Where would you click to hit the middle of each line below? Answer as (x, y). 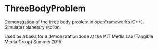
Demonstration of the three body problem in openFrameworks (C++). (74, 22)
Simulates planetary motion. (33, 27)
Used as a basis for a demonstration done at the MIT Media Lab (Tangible (79, 36)
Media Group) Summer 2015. (34, 41)
